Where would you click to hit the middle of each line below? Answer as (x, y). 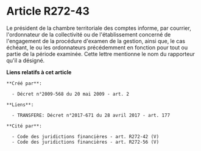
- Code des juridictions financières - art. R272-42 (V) (86, 136)
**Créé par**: (24, 83)
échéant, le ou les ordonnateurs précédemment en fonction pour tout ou (97, 47)
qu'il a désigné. (26, 60)
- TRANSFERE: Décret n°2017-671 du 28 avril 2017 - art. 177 (91, 115)
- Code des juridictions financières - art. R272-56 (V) (86, 142)
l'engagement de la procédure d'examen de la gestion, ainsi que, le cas (96, 41)
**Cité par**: (24, 126)
